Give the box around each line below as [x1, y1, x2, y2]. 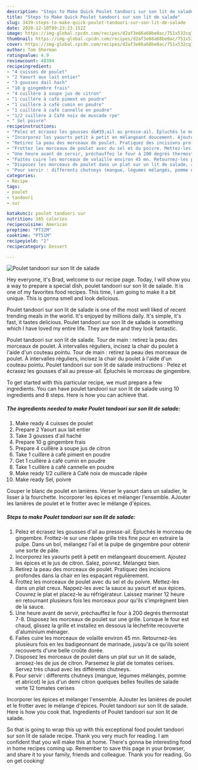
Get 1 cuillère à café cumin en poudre [15, 457, 106, 465]
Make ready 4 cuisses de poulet [15, 420, 93, 427]
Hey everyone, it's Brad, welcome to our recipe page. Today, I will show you [6, 276, 190, 283]
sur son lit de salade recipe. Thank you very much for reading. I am [6, 732, 169, 739]
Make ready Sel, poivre [15, 476, 72, 483]
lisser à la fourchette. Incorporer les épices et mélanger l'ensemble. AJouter [6, 494, 191, 501]
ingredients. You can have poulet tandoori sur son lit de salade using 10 [6, 385, 180, 392]
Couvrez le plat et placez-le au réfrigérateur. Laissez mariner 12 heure [15, 591, 184, 598]
